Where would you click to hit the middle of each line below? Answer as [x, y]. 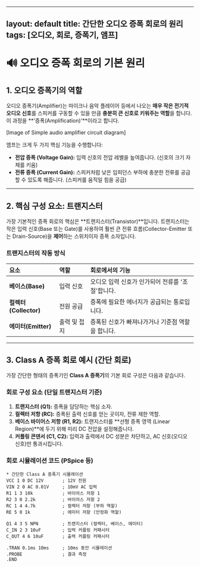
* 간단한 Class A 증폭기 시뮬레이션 [45, 474]
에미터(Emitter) [30, 326]
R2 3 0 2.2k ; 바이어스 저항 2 [53, 499]
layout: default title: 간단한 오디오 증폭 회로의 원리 [95, 24]
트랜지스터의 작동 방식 [36, 253]
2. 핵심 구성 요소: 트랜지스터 [54, 206]
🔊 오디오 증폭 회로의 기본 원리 [76, 63]
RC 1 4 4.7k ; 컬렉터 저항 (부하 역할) [62, 506]
